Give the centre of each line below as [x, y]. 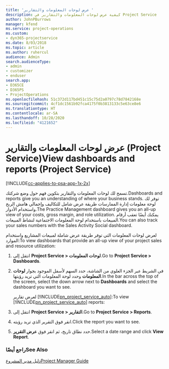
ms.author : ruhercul [27, 52]
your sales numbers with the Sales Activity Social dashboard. [69, 225]
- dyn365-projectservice [32, 38]
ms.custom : [17, 33]
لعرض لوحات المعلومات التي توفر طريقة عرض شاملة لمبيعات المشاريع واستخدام [81, 235]
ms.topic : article [25, 48]
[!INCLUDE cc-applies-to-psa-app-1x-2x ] [48, 183]
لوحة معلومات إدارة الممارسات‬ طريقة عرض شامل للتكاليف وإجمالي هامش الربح [81, 204]
